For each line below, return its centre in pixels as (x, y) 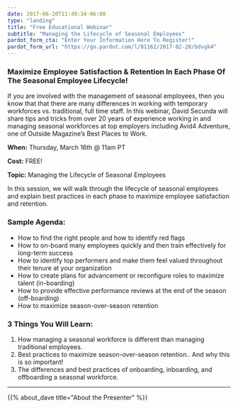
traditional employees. (50, 347)
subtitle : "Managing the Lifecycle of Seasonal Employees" (96, 34)
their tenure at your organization (64, 268)
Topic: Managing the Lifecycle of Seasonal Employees (87, 175)
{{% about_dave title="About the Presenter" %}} (78, 397)
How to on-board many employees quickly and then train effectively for (122, 245)
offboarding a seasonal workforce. (68, 377)
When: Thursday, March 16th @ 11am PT (67, 148)
